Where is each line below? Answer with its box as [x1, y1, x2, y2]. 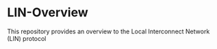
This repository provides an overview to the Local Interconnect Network [7, 27, 210, 35]
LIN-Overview [7, 5, 88, 20]
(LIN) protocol [7, 34, 47, 42]
